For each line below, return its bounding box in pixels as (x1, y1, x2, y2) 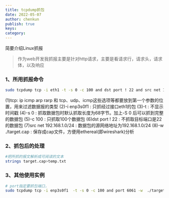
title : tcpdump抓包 (5, 7, 45, 13)
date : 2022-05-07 (5, 12, 42, 17)
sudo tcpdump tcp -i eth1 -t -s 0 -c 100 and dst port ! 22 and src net (5, 87, 161, 93)
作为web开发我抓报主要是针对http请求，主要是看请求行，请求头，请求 (17, 56, 162, 62)
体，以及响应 (17, 62, 44, 68)
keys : (5, 26, 17, 31)
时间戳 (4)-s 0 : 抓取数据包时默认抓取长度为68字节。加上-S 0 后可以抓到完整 (5, 110, 164, 116)
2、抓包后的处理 (5, 143, 45, 150)
